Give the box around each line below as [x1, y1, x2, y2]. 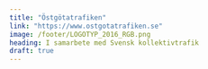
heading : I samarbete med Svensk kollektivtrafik [9, 38, 200, 47]
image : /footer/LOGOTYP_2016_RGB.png [9, 30, 151, 39]
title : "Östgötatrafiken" [9, 13, 106, 22]
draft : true [9, 47, 54, 56]
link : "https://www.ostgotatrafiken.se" [9, 22, 164, 30]
